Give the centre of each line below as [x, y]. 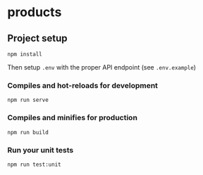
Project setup [38, 38]
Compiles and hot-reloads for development [83, 85]
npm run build [28, 132]
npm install [25, 54]
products [35, 12]
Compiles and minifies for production [72, 118]
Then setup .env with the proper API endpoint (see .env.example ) [101, 67]
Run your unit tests [41, 150]
